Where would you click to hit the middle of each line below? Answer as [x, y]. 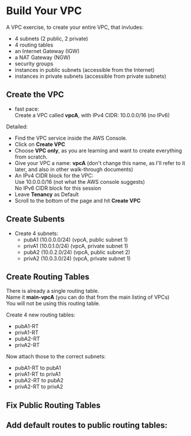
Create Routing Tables [48, 277]
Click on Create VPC [40, 144]
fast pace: [27, 109]
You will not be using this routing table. [53, 303]
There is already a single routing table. [53, 291]
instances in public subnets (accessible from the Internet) [85, 70]
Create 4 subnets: [37, 233]
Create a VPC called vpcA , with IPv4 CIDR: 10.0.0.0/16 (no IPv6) [92, 115]
